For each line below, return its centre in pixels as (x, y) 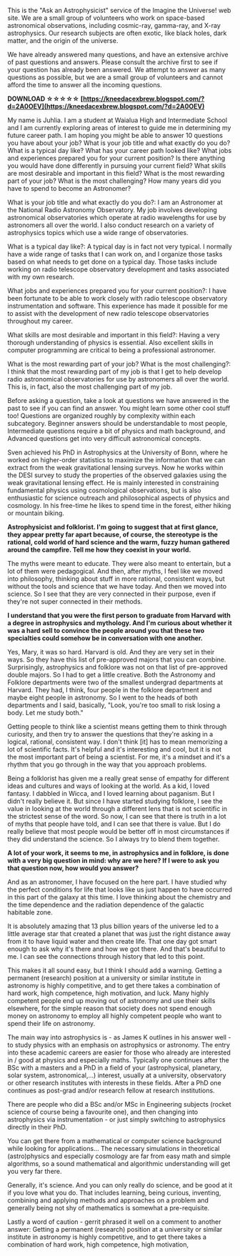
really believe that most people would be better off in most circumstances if (119, 831)
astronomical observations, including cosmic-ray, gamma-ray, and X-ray (114, 25)
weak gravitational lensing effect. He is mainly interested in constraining (113, 483)
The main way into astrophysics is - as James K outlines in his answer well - (119, 1037)
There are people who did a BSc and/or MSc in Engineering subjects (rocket (119, 1104)
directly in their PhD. (37, 1127)
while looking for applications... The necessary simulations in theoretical (114, 1148)
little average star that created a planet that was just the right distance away (119, 934)
